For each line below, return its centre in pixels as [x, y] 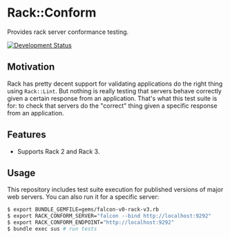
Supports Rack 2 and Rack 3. [58, 151]
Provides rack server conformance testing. [68, 32]
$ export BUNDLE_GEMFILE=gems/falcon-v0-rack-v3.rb [83, 210]
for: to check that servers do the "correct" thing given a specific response [112, 106]
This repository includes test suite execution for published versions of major [115, 190]
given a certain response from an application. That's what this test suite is [112, 98]
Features [27, 135]
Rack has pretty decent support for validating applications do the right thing [115, 84]
